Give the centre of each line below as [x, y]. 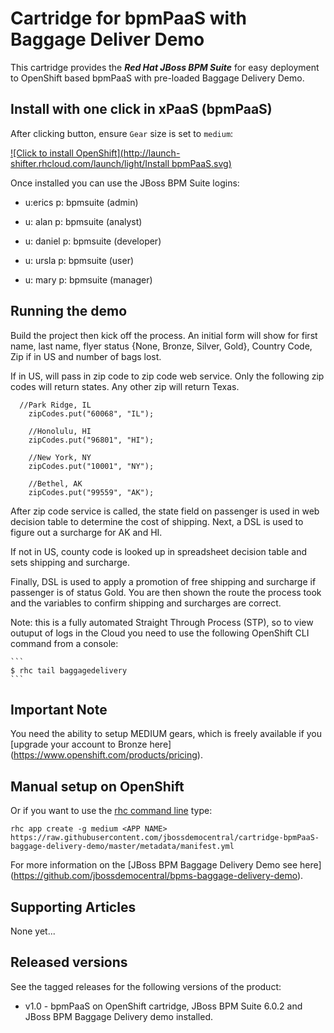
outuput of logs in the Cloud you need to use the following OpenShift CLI [160, 633]
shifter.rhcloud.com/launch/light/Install [90, 163]
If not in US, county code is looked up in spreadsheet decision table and [159, 551]
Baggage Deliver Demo [107, 39]
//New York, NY [60, 457]
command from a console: [64, 643]
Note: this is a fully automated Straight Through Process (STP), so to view [162, 622]
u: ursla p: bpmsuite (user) [79, 260]
